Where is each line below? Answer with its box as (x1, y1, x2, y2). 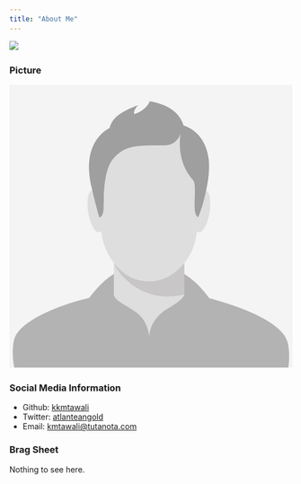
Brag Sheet (9, 444, 59, 456)
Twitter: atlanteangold (22, 411, 104, 422)
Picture (9, 64, 42, 76)
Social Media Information (9, 382, 121, 394)
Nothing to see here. (9, 463, 85, 475)
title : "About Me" (9, 14, 78, 23)
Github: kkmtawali (22, 402, 90, 413)
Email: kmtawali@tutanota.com (22, 421, 137, 432)
